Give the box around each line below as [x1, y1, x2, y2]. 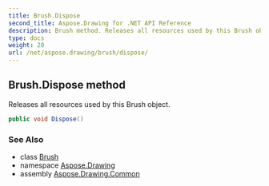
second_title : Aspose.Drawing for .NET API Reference [8, 19, 192, 27]
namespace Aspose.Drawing [19, 160, 115, 170]
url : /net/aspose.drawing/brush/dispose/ [8, 49, 149, 57]
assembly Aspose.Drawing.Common [19, 168, 140, 178]
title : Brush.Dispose [8, 11, 81, 20]
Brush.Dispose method [8, 78, 126, 92]
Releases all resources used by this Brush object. [8, 99, 171, 109]
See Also [8, 133, 44, 144]
